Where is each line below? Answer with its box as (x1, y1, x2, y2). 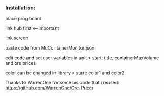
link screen (5, 35, 29, 41)
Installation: (5, 4, 36, 11)
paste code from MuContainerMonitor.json (5, 45, 95, 51)
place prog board (5, 16, 42, 22)
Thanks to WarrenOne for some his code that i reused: (5, 80, 119, 86)
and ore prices (5, 60, 36, 66)
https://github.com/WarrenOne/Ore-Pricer (5, 85, 94, 91)
